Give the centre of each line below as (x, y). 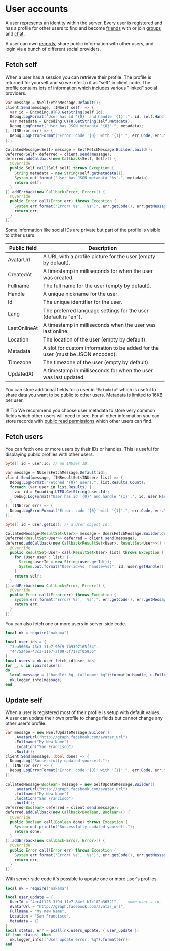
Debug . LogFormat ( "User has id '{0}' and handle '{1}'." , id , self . (82, 117)
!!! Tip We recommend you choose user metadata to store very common (80, 410)
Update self (24, 700)
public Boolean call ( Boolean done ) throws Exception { (69, 822)
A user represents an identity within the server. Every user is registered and (84, 23)
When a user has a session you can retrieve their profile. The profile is (78, 77)
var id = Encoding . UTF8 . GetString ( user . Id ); (62, 492)
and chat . (15, 33)
